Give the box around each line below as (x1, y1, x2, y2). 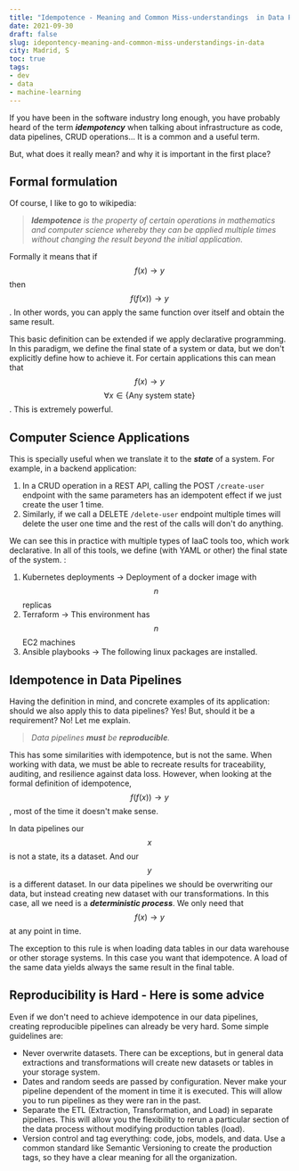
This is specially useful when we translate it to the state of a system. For (9, 454, 275, 465)
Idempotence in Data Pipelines (9, 672, 182, 688)
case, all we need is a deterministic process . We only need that (9, 897, 245, 908)
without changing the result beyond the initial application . (30, 234, 243, 245)
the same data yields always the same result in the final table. (9, 961, 235, 972)
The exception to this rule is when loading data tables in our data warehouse (9, 943, 289, 953)
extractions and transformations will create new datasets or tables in (21, 1057, 274, 1068)
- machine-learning (9, 87, 82, 96)
